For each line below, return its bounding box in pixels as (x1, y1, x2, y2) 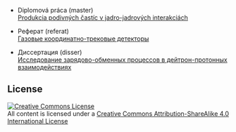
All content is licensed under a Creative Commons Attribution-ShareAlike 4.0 (7, 109, 230, 118)
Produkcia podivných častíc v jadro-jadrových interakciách (17, 13, 188, 22)
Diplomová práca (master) (17, 6, 94, 14)
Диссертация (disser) (17, 48, 82, 56)
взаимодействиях (17, 63, 72, 71)
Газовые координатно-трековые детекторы (17, 34, 149, 43)
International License (7, 117, 68, 125)
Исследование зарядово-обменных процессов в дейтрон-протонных (17, 55, 228, 64)
